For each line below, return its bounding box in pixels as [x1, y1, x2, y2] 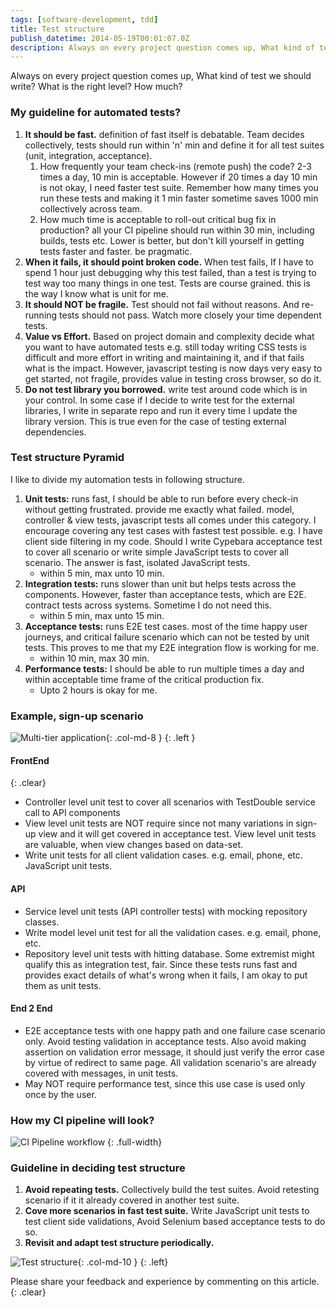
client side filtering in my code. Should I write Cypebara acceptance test [24, 535, 323, 547]
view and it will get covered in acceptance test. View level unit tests [38, 828, 317, 840]
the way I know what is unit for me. [24, 287, 169, 300]
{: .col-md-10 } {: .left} [77, 1256, 169, 1268]
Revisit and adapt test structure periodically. [24, 1237, 215, 1249]
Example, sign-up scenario [10, 709, 144, 723]
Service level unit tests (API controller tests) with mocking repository [24, 905, 308, 917]
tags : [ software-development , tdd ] [10, 14, 159, 25]
